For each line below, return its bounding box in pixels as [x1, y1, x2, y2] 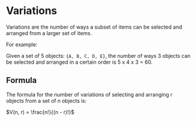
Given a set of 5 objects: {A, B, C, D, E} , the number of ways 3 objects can [6, 52, 191, 59]
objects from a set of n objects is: [6, 97, 87, 104]
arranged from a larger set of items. [6, 29, 92, 36]
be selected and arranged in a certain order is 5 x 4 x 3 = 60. [6, 58, 153, 65]
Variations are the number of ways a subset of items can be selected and [6, 23, 183, 30]
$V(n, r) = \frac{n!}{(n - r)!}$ [6, 108, 75, 115]
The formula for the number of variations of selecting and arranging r [6, 91, 173, 98]
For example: [6, 41, 38, 48]
